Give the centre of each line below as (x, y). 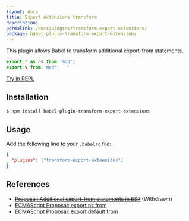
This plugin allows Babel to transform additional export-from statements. (95, 51)
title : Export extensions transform (51, 17)
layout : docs (22, 12)
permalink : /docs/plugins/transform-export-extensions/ (77, 28)
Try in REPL (20, 79)
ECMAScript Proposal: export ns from (61, 205)
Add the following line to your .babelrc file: (59, 144)
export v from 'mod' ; (33, 67)
